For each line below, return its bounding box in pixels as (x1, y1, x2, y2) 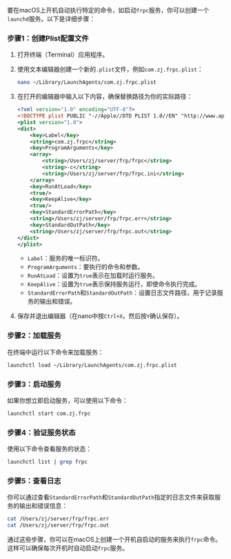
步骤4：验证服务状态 (7, 427, 76, 437)
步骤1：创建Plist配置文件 (7, 33, 89, 43)
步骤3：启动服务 (7, 379, 62, 389)
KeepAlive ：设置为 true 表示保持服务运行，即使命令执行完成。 (27, 280, 201, 288)
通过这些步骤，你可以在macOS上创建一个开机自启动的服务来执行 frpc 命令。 (7, 535, 222, 543)
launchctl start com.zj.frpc (7, 410, 91, 417)
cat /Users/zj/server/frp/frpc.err (7, 516, 110, 522)
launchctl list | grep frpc (7, 458, 88, 466)
